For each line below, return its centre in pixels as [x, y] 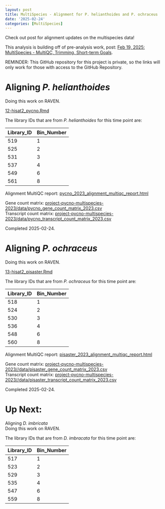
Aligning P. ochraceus [51, 249]
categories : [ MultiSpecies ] [34, 24]
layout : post [19, 10]
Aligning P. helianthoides [58, 87]
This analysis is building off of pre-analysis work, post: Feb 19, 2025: [75, 47]
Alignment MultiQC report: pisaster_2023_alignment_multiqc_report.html [79, 354]
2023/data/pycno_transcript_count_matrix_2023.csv [58, 219]
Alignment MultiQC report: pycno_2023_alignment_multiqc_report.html [77, 193]
